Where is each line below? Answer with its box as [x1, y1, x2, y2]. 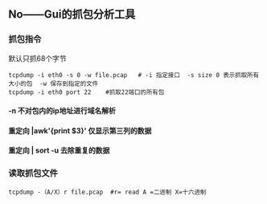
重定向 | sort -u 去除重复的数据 [8, 145, 110, 155]
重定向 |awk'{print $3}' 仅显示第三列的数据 [8, 125, 152, 135]
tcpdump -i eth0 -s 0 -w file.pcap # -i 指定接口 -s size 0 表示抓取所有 [8, 71, 260, 79]
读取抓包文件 [8, 168, 59, 179]
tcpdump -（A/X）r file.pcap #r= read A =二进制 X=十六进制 [8, 188, 207, 196]
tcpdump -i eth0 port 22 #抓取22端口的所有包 [8, 88, 165, 96]
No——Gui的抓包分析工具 [8, 7, 136, 22]
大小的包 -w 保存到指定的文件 [8, 80, 99, 88]
